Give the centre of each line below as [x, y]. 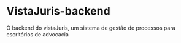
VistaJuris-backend [58, 11]
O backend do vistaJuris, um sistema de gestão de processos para [91, 28]
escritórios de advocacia [38, 34]
